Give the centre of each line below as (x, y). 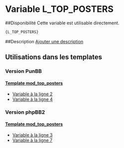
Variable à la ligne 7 (32, 141)
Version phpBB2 (25, 112)
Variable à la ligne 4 (32, 99)
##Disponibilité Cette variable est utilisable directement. (62, 23)
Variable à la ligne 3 (32, 135)
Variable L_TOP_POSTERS (60, 9)
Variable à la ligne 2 (32, 94)
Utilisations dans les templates (54, 57)
